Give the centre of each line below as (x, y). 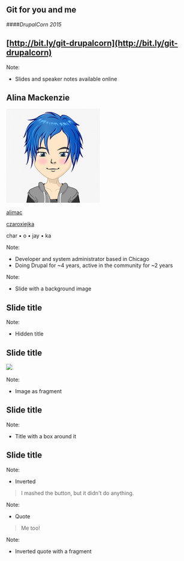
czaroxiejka (20, 224)
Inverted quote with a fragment (53, 551)
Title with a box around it (46, 436)
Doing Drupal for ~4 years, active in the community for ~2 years (94, 265)
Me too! (30, 528)
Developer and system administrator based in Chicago (82, 259)
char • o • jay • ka (29, 236)
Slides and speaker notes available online (66, 79)
